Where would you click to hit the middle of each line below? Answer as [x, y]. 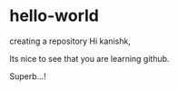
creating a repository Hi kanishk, [70, 41]
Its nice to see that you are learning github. [89, 58]
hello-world [54, 16]
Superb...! [28, 76]
